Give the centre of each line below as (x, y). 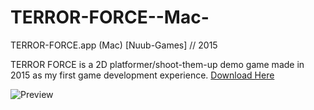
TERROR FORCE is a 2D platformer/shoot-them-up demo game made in (157, 64)
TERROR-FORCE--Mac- (110, 17)
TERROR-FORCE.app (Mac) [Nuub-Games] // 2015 (114, 45)
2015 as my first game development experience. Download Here (142, 75)
